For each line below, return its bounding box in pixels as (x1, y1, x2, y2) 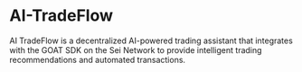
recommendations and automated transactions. (9, 54, 186, 65)
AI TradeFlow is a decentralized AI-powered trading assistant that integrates (9, 35, 294, 46)
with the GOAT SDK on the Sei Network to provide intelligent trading (9, 44, 262, 55)
